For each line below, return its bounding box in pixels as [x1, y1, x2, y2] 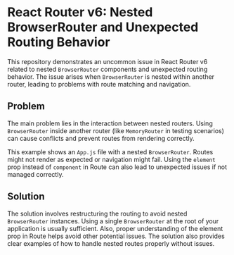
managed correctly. [7, 170, 64, 178]
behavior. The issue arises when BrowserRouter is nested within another [7, 72, 215, 81]
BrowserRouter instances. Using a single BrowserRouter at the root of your [7, 216, 219, 225]
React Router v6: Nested [7, 4, 153, 20]
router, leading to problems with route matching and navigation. [7, 80, 191, 88]
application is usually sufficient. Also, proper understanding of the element [7, 224, 223, 232]
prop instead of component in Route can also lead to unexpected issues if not [7, 163, 227, 171]
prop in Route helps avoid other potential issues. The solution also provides [7, 232, 225, 240]
